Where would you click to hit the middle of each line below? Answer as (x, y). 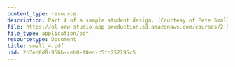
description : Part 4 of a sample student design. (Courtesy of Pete (109, 20)
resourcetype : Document (42, 40)
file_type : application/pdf (48, 33)
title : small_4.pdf (36, 46)
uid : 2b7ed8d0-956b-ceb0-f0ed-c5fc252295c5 (72, 53)
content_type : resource (42, 14)
